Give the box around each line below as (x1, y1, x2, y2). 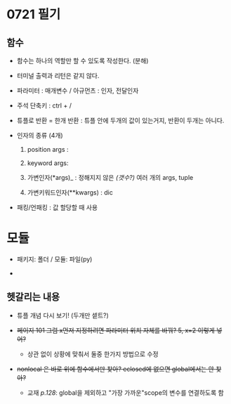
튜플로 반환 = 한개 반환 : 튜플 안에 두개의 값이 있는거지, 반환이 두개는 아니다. (16, 117, 225, 124)
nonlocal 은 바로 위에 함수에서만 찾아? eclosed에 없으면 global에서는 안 (16, 365, 215, 373)
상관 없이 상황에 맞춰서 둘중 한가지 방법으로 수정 (27, 349, 159, 358)
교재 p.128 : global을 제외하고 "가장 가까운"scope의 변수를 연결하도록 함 (27, 388, 224, 397)
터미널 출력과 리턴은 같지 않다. (16, 72, 100, 79)
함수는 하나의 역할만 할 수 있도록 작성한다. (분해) (16, 57, 149, 65)
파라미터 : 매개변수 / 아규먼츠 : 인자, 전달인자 (16, 86, 139, 95)
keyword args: (27, 159, 69, 167)
